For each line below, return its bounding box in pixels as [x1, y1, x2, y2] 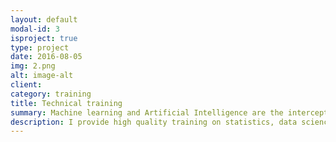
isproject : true [10, 33, 78, 43]
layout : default [10, 14, 78, 25]
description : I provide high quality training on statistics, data [10, 117, 298, 127]
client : [10, 80, 43, 90]
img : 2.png [10, 61, 56, 71]
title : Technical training [10, 98, 123, 108]
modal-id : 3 [10, 24, 60, 34]
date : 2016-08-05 [10, 52, 83, 62]
